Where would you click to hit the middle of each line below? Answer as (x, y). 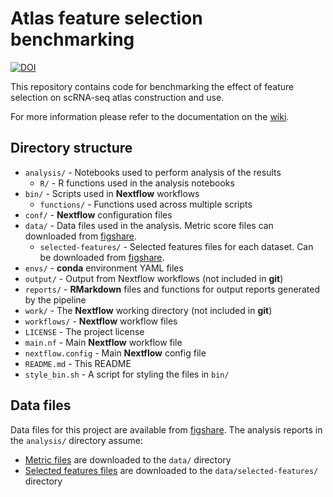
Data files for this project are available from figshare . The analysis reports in (166, 429)
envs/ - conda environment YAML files (104, 268)
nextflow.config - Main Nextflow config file (115, 353)
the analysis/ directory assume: (77, 440)
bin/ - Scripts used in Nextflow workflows (112, 193)
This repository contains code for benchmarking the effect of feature (152, 86)
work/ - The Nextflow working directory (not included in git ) (148, 310)
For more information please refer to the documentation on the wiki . (150, 116)
